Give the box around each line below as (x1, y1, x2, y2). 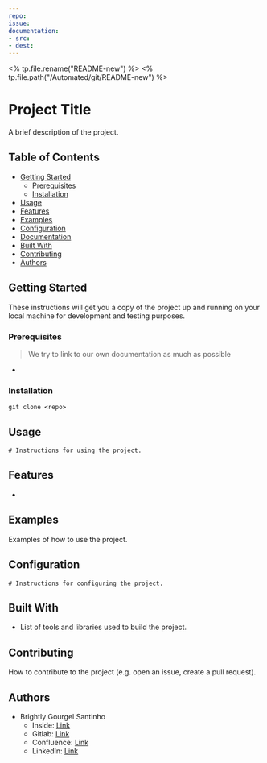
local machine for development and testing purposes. (8, 311, 186, 321)
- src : (8, 34, 31, 43)
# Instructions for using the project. (8, 446, 142, 455)
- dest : (8, 42, 35, 50)
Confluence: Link (31, 737, 89, 747)
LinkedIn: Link (31, 746, 79, 756)
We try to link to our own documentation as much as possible (27, 349, 232, 359)
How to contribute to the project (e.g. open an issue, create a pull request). (8, 667, 257, 677)
